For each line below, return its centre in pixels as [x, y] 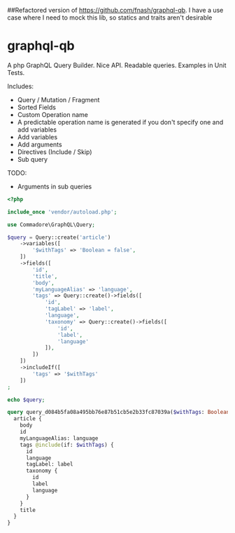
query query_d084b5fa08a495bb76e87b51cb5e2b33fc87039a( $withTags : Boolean [119, 413]
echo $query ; [26, 400]
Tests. [16, 72]
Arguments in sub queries [55, 186]
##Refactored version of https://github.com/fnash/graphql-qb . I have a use [115, 10]
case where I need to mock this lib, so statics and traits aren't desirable [110, 18]
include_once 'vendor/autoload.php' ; [62, 212]
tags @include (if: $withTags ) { [67, 445]
